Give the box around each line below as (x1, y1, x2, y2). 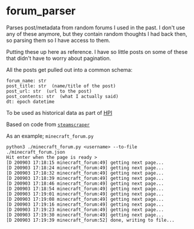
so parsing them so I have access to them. (6, 36, 110, 44)
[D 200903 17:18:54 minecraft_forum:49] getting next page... (6, 185, 164, 192)
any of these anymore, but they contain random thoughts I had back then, (6, 30, 187, 37)
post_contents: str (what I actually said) (6, 93, 119, 99)
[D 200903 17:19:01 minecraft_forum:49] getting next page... (6, 191, 164, 197)
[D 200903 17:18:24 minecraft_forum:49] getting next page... (6, 164, 164, 171)
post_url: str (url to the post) (6, 88, 93, 94)
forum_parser (6, 4, 76, 18)
